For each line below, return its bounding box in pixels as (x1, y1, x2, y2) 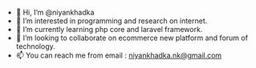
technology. (15, 42, 56, 51)
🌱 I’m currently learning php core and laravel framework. (15, 25, 203, 34)
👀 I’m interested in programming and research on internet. (15, 16, 208, 26)
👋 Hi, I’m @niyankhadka (15, 8, 95, 17)
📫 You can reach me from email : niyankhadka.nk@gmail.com (15, 50, 222, 60)
